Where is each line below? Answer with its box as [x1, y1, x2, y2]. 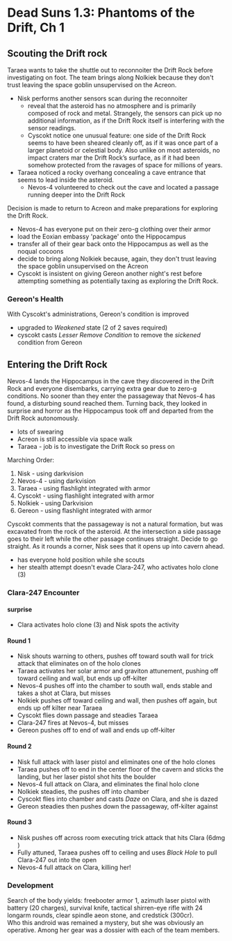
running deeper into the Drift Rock [27, 190, 126, 199]
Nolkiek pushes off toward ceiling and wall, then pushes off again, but [17, 696, 217, 705]
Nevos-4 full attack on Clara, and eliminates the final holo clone [17, 779, 199, 788]
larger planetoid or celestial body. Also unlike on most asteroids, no [27, 146, 220, 154]
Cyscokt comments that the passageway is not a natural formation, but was [7, 520, 224, 528]
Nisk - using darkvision [17, 469, 84, 478]
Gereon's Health [7, 294, 64, 304]
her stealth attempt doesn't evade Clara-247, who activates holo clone [17, 563, 219, 572]
